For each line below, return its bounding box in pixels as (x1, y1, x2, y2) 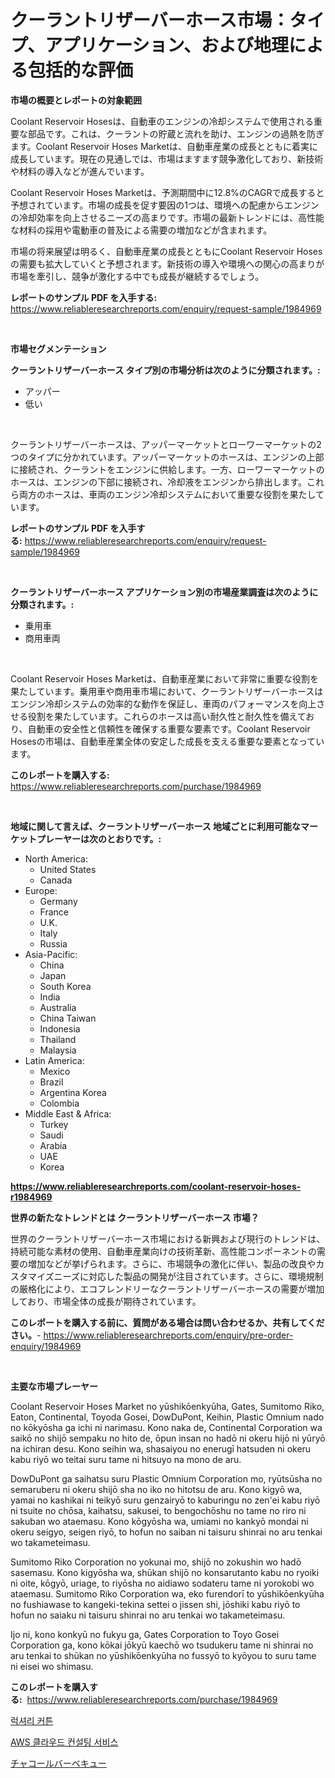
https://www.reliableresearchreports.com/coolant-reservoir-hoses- (10, 1180, 302, 1192)
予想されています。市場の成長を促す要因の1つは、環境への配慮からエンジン (10, 199, 320, 211)
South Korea (39, 980, 92, 992)
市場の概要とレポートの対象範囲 (10, 94, 142, 106)
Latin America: (24, 1054, 85, 1066)
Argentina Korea (39, 1086, 107, 1098)
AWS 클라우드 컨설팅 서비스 (10, 1736, 119, 1748)
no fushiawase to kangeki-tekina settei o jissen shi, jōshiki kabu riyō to (10, 1598, 301, 1610)
